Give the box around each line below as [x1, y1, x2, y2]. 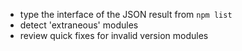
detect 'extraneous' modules [19, 19, 139, 31]
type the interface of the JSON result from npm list [19, 9, 233, 20]
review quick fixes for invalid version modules [19, 30, 209, 41]
